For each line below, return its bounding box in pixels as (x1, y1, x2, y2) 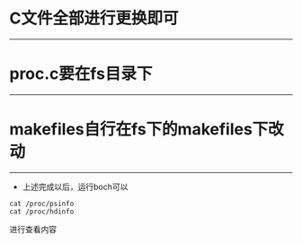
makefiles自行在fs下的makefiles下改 (9, 119, 285, 140)
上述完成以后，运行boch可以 (22, 181, 129, 192)
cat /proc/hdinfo (9, 207, 75, 216)
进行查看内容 (9, 223, 57, 234)
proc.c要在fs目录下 (9, 64, 153, 84)
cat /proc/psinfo (9, 199, 75, 208)
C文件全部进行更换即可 (9, 8, 179, 29)
